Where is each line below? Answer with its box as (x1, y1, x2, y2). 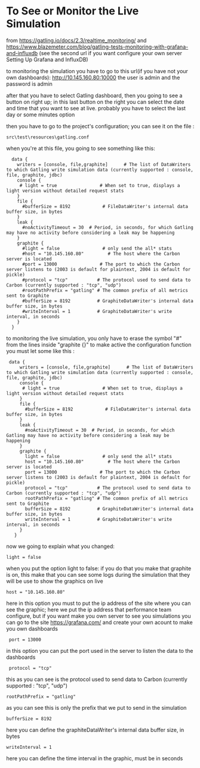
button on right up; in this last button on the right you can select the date (6, 98, 184, 106)
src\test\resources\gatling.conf (6, 134, 90, 140)
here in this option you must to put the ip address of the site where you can (6, 600, 191, 607)
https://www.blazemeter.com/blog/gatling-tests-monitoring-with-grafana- (6, 43, 189, 50)
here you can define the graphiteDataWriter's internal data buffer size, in (6, 726, 184, 733)
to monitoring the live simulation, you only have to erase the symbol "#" (6, 335, 182, 342)
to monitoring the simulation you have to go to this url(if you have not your (6, 67, 188, 74)
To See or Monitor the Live (6, 4, 139, 18)
